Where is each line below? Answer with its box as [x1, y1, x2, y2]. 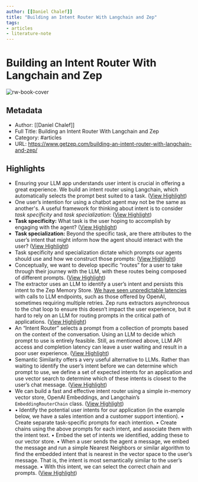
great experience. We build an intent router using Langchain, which [14, 186, 178, 193]
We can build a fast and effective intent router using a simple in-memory [14, 387, 191, 394]
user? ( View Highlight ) [14, 242, 69, 250]
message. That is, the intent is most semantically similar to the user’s [14, 457, 182, 464]
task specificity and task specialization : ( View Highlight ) [14, 211, 152, 218]
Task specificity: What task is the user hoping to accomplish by [14, 217, 171, 224]
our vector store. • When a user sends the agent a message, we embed [14, 438, 189, 445]
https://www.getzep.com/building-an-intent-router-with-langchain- [28, 140, 192, 147]
